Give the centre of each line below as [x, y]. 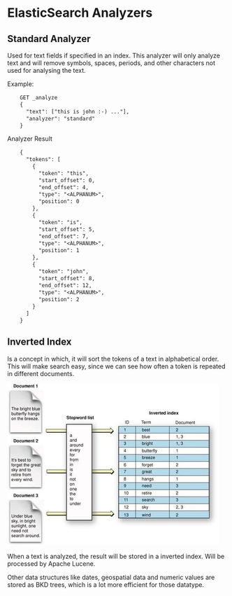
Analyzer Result [30, 139]
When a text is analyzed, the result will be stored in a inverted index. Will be [116, 556]
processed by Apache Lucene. [51, 563]
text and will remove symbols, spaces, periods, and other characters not [111, 63]
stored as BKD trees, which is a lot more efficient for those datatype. [106, 584]
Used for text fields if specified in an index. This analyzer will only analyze [114, 55]
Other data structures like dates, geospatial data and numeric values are [111, 577]
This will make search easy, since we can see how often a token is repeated [116, 366]
